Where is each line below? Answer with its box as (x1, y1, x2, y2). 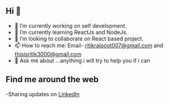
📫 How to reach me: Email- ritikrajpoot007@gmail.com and (14, 42, 164, 49)
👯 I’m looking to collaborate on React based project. (14, 34, 144, 42)
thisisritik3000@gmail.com (14, 50, 82, 57)
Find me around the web (5, 74, 99, 85)
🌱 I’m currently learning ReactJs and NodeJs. (14, 28, 128, 36)
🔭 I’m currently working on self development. (14, 22, 127, 29)
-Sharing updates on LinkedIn (5, 90, 80, 97)
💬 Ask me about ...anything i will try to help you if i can (14, 57, 150, 64)
